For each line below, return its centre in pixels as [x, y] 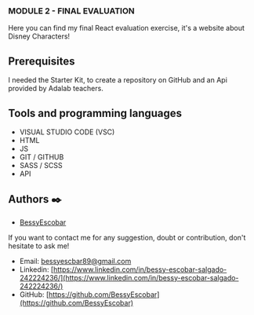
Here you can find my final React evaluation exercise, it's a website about [127, 28]
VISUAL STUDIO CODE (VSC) [67, 132]
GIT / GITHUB [42, 157]
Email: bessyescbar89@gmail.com [75, 261]
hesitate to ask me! [39, 246]
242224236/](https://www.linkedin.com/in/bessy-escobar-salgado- [129, 277]
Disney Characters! [39, 36]
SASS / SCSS [41, 165]
